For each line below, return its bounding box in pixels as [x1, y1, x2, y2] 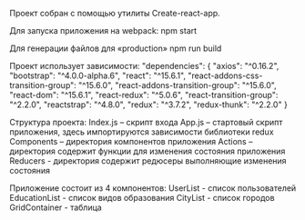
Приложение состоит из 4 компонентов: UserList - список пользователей [9, 183, 297, 194]
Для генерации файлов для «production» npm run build [9, 43, 222, 54]
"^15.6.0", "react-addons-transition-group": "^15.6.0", [77, 80, 277, 90]
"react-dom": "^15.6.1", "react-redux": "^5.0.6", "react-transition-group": [9, 90, 279, 100]
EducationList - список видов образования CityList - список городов [9, 193, 275, 203]
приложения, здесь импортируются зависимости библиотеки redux [9, 126, 275, 137]
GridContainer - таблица [9, 202, 102, 213]
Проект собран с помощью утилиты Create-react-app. [9, 8, 220, 18]
